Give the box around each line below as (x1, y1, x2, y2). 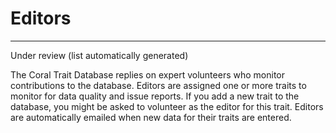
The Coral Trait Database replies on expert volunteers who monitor (10, 68, 285, 81)
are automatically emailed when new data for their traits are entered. (10, 111, 292, 123)
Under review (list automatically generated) (10, 49, 189, 61)
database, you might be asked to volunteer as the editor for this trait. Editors (10, 100, 324, 112)
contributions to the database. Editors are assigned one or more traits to (10, 79, 307, 91)
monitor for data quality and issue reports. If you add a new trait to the (10, 90, 300, 102)
